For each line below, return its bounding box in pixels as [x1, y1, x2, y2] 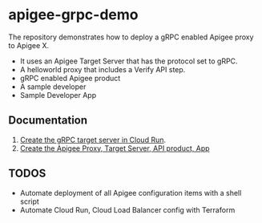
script [19, 197, 40, 206]
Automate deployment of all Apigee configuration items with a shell [19, 188, 242, 197]
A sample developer [19, 82, 87, 91]
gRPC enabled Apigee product [19, 73, 121, 83]
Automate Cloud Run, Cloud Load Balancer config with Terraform [19, 205, 236, 214]
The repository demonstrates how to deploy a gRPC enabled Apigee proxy [8, 32, 254, 42]
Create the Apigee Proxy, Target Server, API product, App [19, 143, 210, 153]
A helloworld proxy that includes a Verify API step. [19, 64, 186, 74]
